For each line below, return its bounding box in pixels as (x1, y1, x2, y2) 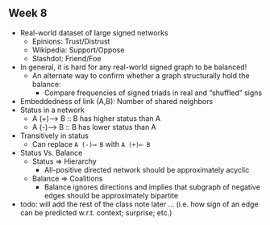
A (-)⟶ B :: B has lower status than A (31, 122, 156, 131)
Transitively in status (19, 131, 89, 140)
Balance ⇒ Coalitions (31, 173, 103, 183)
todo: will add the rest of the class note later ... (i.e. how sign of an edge (19, 199, 260, 209)
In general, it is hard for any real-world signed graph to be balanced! (19, 62, 247, 72)
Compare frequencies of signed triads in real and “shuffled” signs (44, 88, 263, 98)
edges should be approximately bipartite (44, 190, 179, 200)
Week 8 (8, 6, 48, 20)
